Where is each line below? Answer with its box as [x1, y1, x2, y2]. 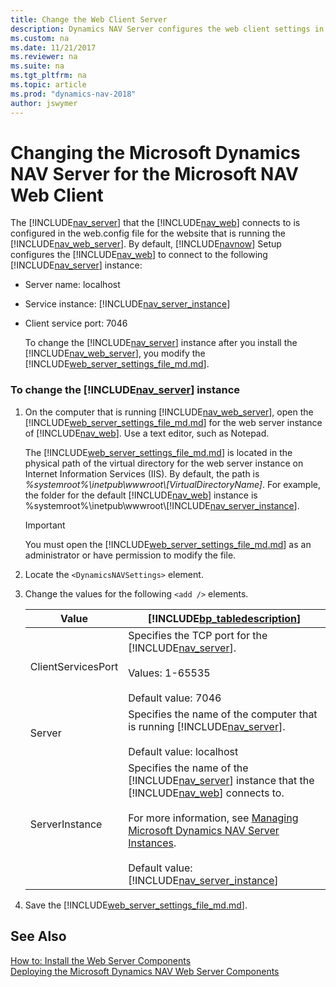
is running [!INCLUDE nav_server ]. [128, 719, 286, 733]
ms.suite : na [10, 61, 65, 71]
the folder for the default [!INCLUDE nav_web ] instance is [24, 489, 258, 501]
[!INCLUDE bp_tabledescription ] [147, 611, 302, 625]
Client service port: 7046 [24, 317, 128, 330]
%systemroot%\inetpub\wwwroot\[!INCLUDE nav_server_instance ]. [24, 499, 300, 511]
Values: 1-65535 [128, 666, 211, 680]
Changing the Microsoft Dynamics [10, 141, 301, 164]
